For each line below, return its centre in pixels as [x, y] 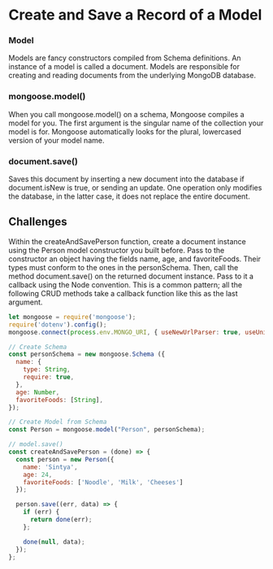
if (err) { [41, 512]
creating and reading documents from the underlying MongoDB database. [132, 76]
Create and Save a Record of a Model [135, 15]
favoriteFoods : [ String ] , [60, 400]
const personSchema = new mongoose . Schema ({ [87, 355]
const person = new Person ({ [65, 459]
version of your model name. [56, 140]
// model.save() [36, 444]
